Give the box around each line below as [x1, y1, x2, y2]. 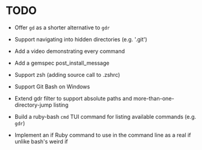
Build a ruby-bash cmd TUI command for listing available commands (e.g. [14, 113, 197, 120]
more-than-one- [133, 95, 175, 102]
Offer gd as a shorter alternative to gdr [14, 24, 110, 31]
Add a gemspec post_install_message [14, 59, 110, 66]
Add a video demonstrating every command [14, 47, 125, 55]
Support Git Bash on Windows [14, 83, 91, 90]
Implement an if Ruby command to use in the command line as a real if [14, 131, 191, 138]
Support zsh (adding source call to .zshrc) [14, 71, 120, 78]
